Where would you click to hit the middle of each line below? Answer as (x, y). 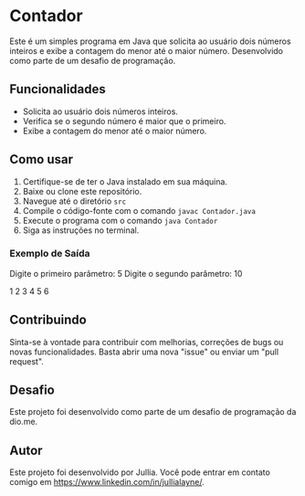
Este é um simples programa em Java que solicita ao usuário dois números (150, 41)
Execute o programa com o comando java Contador (120, 220)
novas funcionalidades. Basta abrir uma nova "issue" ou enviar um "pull (144, 352)
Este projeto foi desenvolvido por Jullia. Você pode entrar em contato (140, 472)
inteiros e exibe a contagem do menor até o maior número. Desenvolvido (146, 50)
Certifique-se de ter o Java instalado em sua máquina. (125, 181)
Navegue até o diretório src (74, 201)
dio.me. (24, 422)
